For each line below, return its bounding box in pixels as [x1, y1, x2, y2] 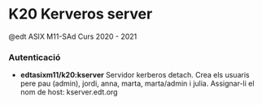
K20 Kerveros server [8, 5, 153, 23]
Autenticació [8, 52, 61, 63]
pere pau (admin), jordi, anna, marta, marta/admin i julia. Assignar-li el [20, 78, 255, 89]
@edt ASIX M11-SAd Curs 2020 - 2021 [8, 31, 138, 41]
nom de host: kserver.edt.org [20, 87, 118, 97]
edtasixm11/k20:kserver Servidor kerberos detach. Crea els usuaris [20, 70, 250, 80]
